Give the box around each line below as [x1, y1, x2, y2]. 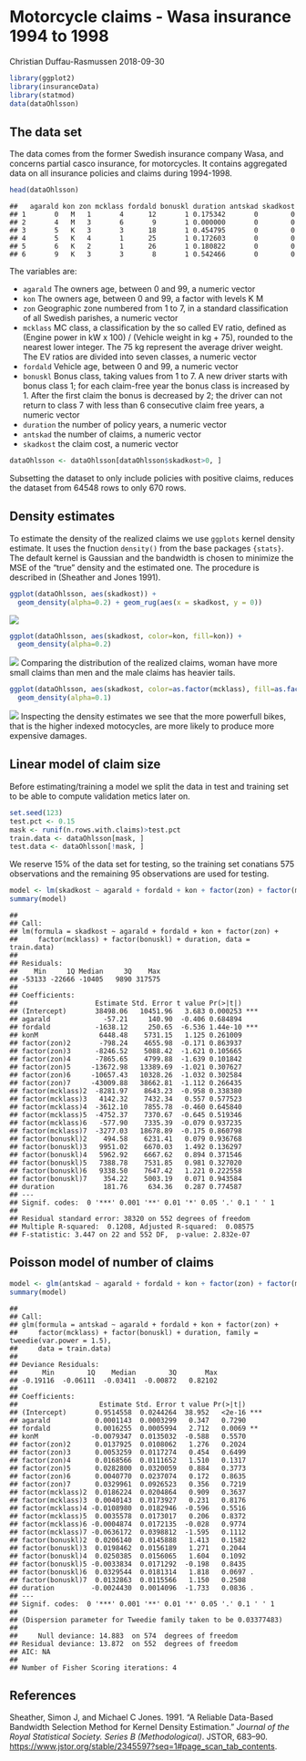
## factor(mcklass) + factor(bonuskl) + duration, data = [9, 935, 250, 944]
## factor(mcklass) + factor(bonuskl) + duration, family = [9, 1328, 259, 1337]
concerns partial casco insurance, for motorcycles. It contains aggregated [9, 158, 288, 170]
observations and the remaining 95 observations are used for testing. [9, 868, 270, 879]
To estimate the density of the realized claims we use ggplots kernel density [9, 533, 296, 544]
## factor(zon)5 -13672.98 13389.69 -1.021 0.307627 [9, 1062, 243, 1072]
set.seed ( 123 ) [9, 808, 64, 817]
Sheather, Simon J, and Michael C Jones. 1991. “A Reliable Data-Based [9, 1712, 274, 1723]
